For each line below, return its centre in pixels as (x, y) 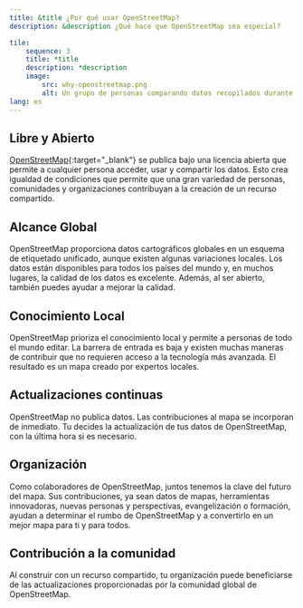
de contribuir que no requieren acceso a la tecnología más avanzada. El (143, 357)
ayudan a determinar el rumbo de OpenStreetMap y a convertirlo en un (142, 515)
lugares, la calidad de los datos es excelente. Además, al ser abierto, (137, 278)
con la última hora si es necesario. (73, 436)
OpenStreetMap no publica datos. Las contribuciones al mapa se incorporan (151, 417)
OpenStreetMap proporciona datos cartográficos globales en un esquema (147, 249)
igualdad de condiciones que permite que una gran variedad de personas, (147, 179)
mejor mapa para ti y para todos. (70, 525)
